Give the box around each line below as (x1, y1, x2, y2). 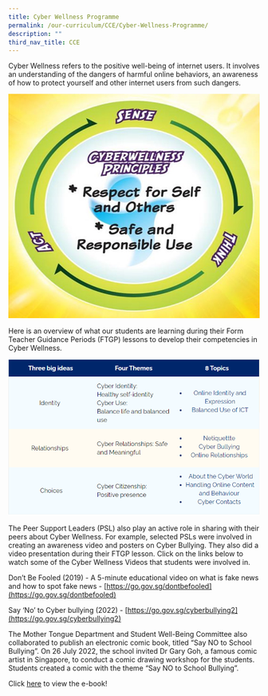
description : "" (8, 30, 62, 38)
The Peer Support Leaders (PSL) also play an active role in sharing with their (8, 523, 259, 533)
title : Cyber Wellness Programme (8, 13, 120, 21)
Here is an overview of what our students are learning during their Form (8, 326, 244, 336)
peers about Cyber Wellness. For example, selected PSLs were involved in (8, 532, 253, 542)
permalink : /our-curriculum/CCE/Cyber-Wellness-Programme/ (8, 21, 209, 30)
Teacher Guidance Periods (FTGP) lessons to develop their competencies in (8, 335, 258, 344)
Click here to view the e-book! (8, 679, 108, 689)
